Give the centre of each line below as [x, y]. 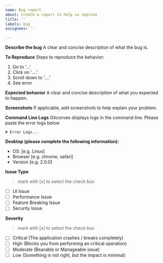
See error [22, 83]
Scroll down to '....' [32, 78]
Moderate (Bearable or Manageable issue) [56, 249]
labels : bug [18, 24]
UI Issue [21, 191]
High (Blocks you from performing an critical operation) [69, 244]
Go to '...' [22, 67]
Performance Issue [32, 197]
